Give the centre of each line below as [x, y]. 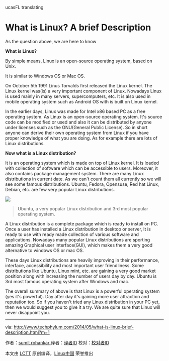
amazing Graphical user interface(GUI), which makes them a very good [79, 245]
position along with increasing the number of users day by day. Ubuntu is [81, 276]
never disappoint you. [28, 312]
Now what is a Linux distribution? [41, 153]
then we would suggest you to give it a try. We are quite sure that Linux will [83, 307]
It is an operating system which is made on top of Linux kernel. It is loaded [82, 163]
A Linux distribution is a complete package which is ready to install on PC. [82, 223]
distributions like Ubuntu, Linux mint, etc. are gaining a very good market [80, 271]
